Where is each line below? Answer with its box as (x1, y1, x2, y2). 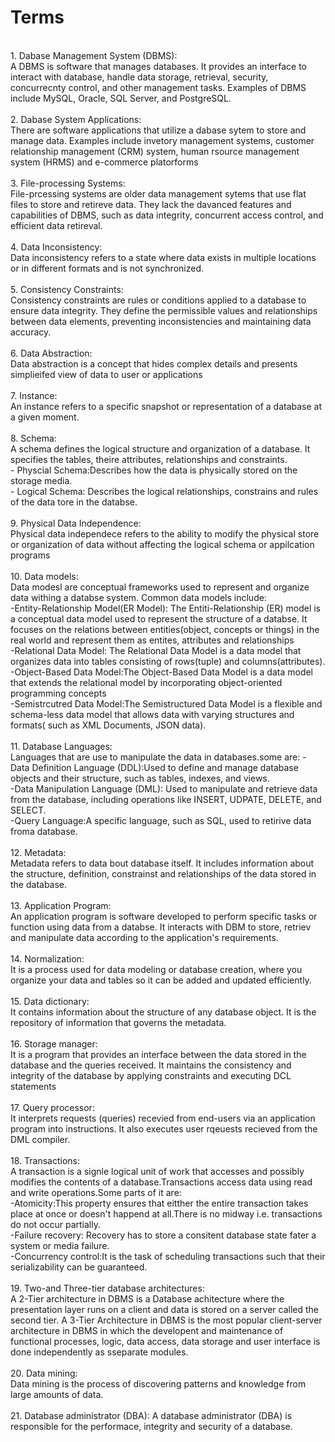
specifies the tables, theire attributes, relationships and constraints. (10, 453, 288, 465)
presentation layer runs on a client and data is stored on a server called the (10, 1303, 320, 1315)
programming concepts (10, 687, 107, 699)
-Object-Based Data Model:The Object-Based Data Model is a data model (10, 666, 314, 678)
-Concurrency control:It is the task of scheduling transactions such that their (10, 1250, 326, 1262)
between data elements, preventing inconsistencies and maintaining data (10, 315, 312, 327)
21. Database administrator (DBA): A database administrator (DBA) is (10, 1409, 293, 1421)
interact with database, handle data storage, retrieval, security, (10, 71, 269, 83)
